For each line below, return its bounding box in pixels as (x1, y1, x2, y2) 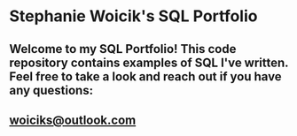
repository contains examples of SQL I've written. (9, 55, 289, 70)
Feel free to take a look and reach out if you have (9, 69, 282, 84)
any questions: (9, 82, 94, 98)
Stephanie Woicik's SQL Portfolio (9, 6, 258, 26)
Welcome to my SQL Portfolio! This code (9, 42, 237, 57)
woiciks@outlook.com (9, 112, 137, 127)
